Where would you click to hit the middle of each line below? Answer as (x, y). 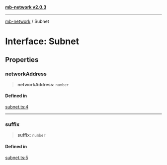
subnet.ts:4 (17, 107)
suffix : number (31, 135)
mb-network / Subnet (27, 21)
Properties (22, 60)
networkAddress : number (43, 84)
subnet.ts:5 (17, 158)
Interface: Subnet (42, 41)
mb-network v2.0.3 (26, 7)
